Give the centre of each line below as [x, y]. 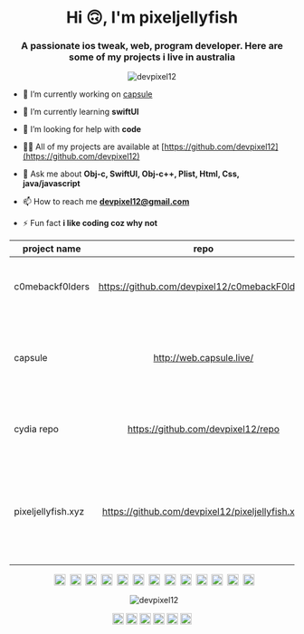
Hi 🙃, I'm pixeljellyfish [152, 18]
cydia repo [36, 430]
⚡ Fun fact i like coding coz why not [90, 223]
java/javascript [51, 184]
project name [52, 249]
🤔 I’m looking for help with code [82, 129]
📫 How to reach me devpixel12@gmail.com [106, 202]
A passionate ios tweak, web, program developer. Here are [152, 46]
